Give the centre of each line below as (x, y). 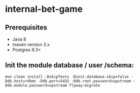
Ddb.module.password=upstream (36, 85)
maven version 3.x (31, 45)
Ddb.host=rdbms (21, 81)
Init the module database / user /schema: (70, 65)
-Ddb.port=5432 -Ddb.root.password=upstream (85, 81)
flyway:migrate (84, 85)
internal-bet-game (44, 9)
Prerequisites (26, 27)
